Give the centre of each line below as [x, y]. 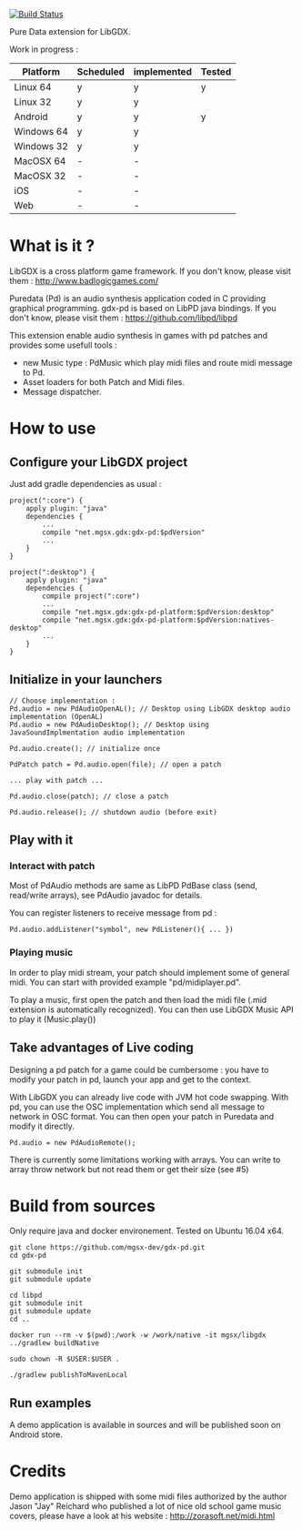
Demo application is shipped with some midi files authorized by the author [148, 1496]
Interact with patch [52, 866]
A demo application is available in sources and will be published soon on [145, 1425]
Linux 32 [33, 102]
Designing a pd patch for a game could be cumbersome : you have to [139, 1069]
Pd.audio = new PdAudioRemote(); [73, 1142]
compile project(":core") [91, 596]
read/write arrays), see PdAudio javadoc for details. [106, 896]
